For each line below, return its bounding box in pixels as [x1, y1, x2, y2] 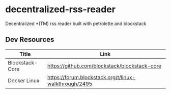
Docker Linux [8, 77, 40, 84]
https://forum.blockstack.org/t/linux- [47, 74, 136, 81]
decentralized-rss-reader [5, 4, 116, 15]
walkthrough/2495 [47, 80, 93, 87]
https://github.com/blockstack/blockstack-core [47, 62, 162, 69]
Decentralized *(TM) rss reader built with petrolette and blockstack [5, 20, 147, 27]
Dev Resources [5, 35, 54, 44]
